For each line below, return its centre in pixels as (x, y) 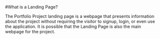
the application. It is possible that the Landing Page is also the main (73, 26)
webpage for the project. (30, 32)
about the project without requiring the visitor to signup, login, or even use (80, 21)
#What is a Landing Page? (31, 7)
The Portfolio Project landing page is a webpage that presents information (80, 16)
